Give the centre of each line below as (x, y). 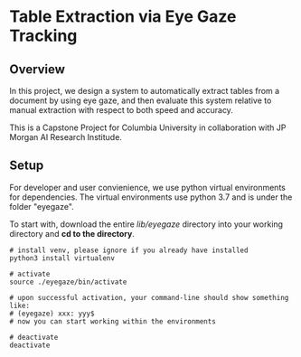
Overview (38, 69)
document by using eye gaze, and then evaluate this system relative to (141, 100)
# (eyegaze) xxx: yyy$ (52, 314)
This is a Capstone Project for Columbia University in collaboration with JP (148, 127)
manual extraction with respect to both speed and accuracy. (121, 110)
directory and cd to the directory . (72, 233)
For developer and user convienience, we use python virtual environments (148, 187)
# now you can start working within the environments (113, 321)
